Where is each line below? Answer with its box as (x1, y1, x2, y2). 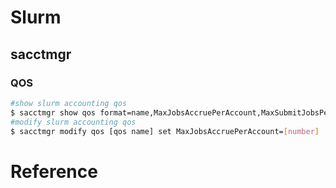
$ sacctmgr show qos (10, 107, 97, 118)
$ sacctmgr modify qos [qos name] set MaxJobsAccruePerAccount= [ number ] (10, 126, 320, 136)
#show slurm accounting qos (10, 98, 128, 108)
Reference (10, 160, 98, 183)
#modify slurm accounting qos (10, 117, 137, 127)
